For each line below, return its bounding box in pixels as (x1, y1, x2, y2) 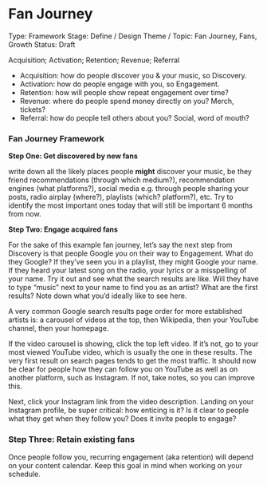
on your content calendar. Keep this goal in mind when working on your (8, 460, 243, 470)
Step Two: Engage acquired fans (8, 225, 118, 234)
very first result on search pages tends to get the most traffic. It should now (8, 356, 257, 366)
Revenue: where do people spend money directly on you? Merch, (19, 96, 234, 105)
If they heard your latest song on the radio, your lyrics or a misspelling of (8, 265, 247, 276)
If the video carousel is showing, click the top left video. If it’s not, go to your (8, 339, 259, 348)
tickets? (19, 105, 46, 114)
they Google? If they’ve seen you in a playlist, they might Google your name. (8, 257, 258, 267)
